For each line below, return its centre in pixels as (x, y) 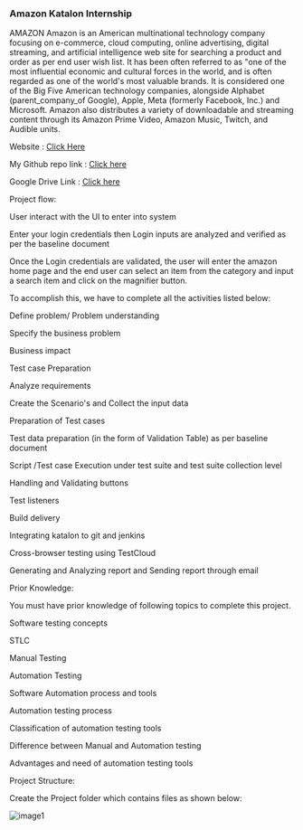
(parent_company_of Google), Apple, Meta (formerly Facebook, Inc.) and (145, 100)
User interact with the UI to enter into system (93, 217)
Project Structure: (42, 781)
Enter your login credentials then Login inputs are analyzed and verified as (148, 234)
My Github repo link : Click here (68, 165)
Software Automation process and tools (83, 693)
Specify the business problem (65, 334)
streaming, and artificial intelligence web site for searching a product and (146, 52)
